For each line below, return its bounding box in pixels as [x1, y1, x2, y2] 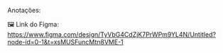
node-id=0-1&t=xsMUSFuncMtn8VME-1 [7, 38, 124, 46]
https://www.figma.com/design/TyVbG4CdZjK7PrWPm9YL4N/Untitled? [7, 30, 217, 38]
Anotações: [7, 6, 41, 14]
